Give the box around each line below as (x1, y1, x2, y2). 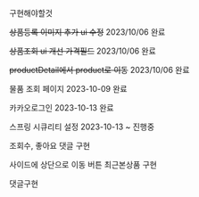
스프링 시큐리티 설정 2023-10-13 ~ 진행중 (9, 121, 154, 132)
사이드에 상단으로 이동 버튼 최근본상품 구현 (9, 160, 158, 169)
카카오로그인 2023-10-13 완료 (9, 103, 114, 113)
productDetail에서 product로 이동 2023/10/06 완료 (9, 65, 190, 75)
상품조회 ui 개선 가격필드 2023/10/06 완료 (9, 45, 156, 56)
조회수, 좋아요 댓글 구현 (9, 141, 91, 151)
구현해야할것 (9, 8, 54, 18)
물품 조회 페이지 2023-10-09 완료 (9, 84, 128, 94)
